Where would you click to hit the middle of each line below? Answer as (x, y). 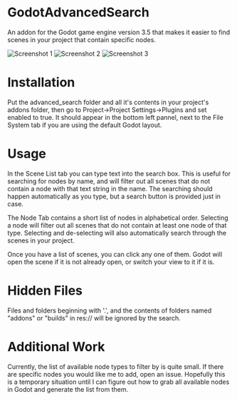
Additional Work (56, 346)
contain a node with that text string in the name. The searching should (110, 188)
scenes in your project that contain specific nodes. (82, 39)
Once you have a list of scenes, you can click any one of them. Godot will (115, 254)
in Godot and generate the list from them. (68, 389)
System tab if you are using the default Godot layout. (85, 125)
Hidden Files (45, 290)
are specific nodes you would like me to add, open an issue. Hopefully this (116, 374)
